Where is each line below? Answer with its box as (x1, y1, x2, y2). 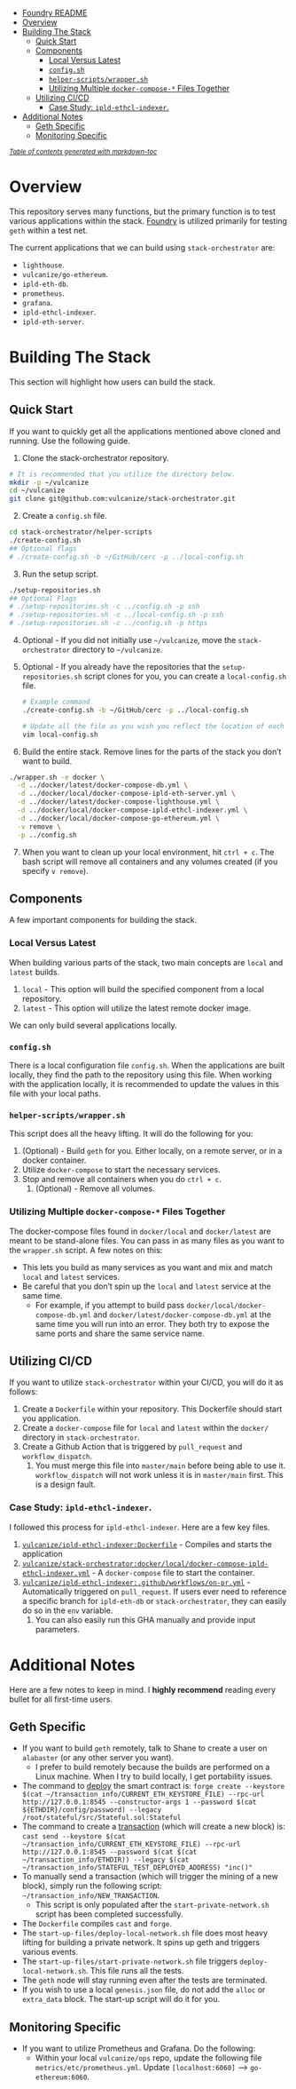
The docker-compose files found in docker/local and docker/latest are (9, 1226, 272, 1236)
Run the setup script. (21, 568, 99, 579)
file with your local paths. (9, 1088, 102, 1099)
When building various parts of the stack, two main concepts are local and (9, 957, 284, 967)
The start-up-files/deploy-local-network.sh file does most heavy (21, 1927, 269, 1939)
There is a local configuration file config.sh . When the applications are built (9, 1060, 285, 1070)
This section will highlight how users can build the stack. (9, 377, 215, 387)
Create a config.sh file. (21, 511, 108, 521)
